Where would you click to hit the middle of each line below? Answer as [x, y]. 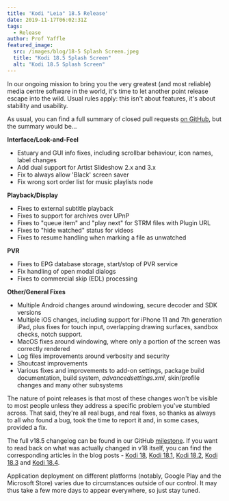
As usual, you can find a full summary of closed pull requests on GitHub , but [114, 119]
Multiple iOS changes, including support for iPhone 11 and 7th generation [119, 320]
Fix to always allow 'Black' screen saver [73, 175]
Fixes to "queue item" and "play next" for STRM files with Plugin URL [114, 222]
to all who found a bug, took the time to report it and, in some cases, [103, 420]
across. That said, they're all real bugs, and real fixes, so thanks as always [111, 413]
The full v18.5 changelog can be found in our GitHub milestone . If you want [112, 440]
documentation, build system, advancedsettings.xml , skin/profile [108, 378]
